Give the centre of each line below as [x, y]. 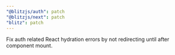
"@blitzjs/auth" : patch [36, 12]
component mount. [29, 46]
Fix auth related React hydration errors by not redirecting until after [88, 40]
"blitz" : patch [25, 22]
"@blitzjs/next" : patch [36, 17]
